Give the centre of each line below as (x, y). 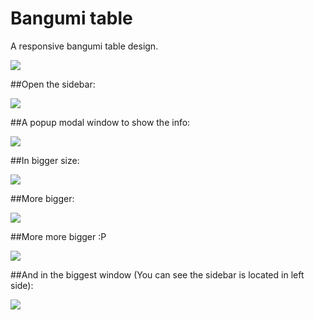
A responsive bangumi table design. (84, 46)
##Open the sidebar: (53, 84)
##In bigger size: (45, 160)
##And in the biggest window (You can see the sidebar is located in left (157, 274)
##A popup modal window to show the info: (100, 122)
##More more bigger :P (58, 236)
